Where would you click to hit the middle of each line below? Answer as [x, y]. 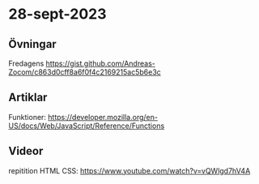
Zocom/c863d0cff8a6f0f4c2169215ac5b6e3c [85, 72]
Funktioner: [28, 117]
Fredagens [26, 63]
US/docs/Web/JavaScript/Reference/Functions [87, 126]
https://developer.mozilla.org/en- [103, 117]
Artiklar [28, 98]
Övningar [32, 44]
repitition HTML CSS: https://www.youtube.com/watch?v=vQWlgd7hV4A [129, 170]
